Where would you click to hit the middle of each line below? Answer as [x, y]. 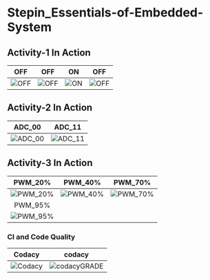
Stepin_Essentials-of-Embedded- [105, 13]
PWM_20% [32, 182]
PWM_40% [82, 182]
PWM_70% [132, 182]
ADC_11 [68, 127]
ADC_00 [27, 127]
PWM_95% [32, 205]
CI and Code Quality [41, 237]
